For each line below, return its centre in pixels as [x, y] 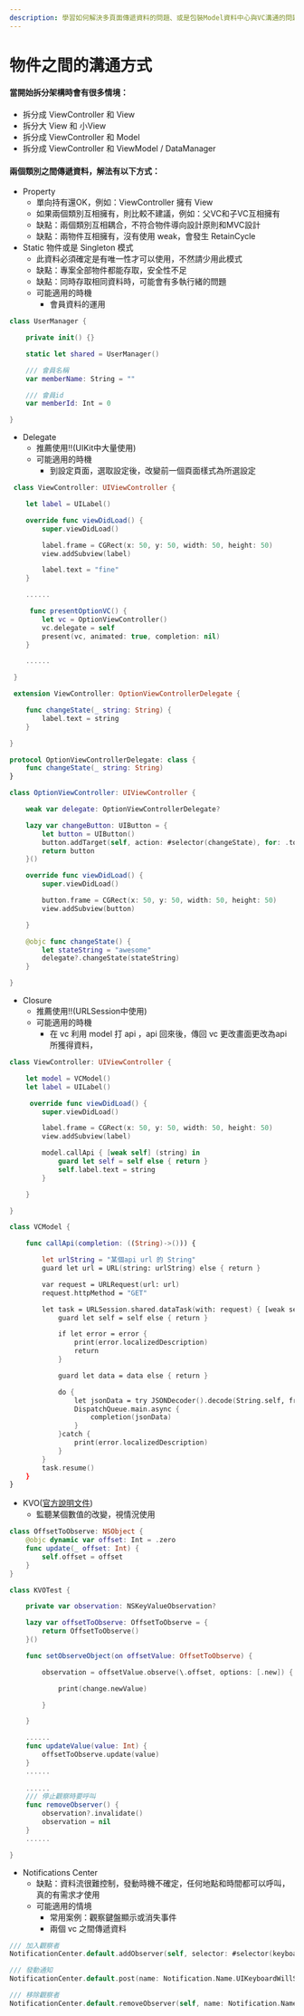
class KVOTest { [40, 1590]
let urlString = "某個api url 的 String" [119, 1260]
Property [39, 192]
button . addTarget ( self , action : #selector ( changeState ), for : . [166, 842]
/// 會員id [45, 395]
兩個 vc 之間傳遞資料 [88, 1928]
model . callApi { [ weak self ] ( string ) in [121, 1153]
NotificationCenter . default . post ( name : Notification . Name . [123, 1979]
